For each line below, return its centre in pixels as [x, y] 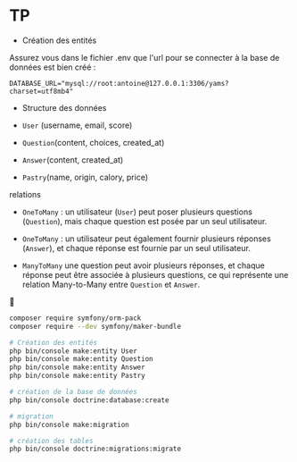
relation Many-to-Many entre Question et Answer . [111, 284]
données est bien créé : [53, 67]
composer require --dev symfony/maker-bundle [95, 326]
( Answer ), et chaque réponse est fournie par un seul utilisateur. [136, 248]
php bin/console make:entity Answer [77, 367]
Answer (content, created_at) [73, 160]
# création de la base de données [74, 392]
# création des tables [51, 441]
